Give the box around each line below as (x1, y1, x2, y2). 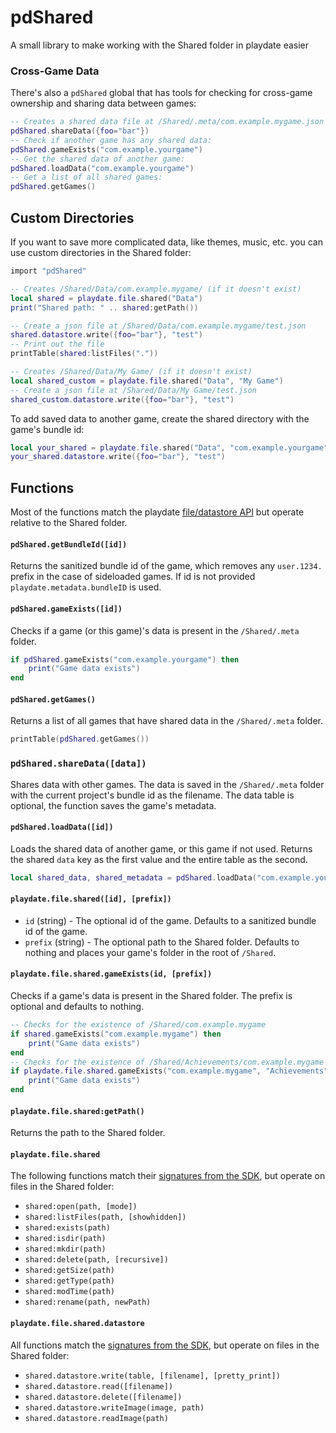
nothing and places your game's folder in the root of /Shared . (24, 946, 277, 958)
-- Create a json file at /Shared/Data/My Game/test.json (10, 385, 257, 395)
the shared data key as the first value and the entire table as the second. (10, 853, 308, 865)
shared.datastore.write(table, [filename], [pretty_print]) (24, 1371, 281, 1381)
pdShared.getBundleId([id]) (10, 539, 128, 550)
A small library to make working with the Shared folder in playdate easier (10, 39, 310, 51)
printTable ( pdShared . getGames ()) (10, 734, 150, 745)
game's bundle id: (10, 423, 85, 435)
